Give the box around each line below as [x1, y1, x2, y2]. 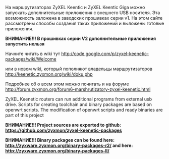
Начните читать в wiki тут [5, 50, 61, 57]
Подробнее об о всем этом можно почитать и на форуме [5, 81, 130, 87]
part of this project [5, 112, 44, 118]
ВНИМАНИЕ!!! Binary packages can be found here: [5, 137, 115, 143]
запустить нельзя [5, 41, 45, 47]
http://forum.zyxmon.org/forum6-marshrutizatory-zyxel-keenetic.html [5, 86, 151, 92]
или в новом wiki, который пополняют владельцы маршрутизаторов [5, 66, 153, 72]
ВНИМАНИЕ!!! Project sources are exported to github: [5, 122, 121, 128]
